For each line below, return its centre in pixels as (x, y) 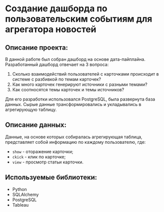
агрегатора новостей (51, 29)
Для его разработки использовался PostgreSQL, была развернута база (80, 99)
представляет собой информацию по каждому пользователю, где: (76, 142)
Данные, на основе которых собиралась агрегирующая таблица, (74, 137)
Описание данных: (36, 125)
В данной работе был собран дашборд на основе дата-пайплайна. (75, 59)
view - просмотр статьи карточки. (48, 162)
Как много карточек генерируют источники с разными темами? (80, 84)
